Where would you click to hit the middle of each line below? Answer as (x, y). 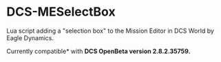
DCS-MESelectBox (61, 12)
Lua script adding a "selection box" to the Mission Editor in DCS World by (110, 31)
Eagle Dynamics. (30, 37)
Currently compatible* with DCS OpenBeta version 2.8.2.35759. (98, 51)
